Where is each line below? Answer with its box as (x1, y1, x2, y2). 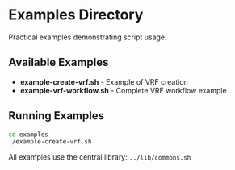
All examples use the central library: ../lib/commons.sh (8, 152, 191, 162)
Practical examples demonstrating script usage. (8, 32, 167, 42)
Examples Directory (8, 6, 144, 24)
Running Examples (8, 109, 105, 122)
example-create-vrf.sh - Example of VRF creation (19, 77, 188, 86)
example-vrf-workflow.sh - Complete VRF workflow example (19, 85, 228, 95)
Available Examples (8, 56, 109, 69)
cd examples (8, 131, 48, 139)
